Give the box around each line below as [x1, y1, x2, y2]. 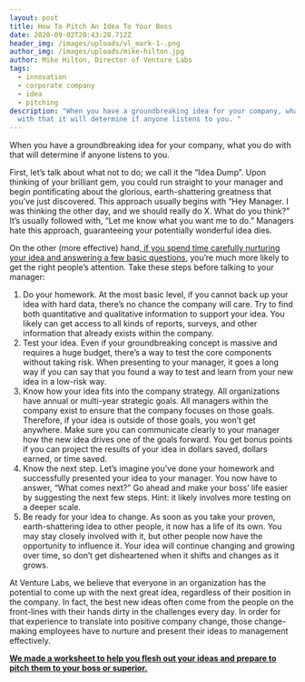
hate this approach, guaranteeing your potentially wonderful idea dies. [9, 225, 272, 236]
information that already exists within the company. [22, 328, 214, 339]
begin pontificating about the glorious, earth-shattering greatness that [9, 186, 272, 197]
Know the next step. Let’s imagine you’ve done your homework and [22, 463, 275, 474]
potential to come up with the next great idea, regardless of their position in [9, 587, 291, 598]
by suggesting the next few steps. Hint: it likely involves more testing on [22, 492, 291, 503]
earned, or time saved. [22, 454, 107, 465]
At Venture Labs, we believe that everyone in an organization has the [9, 577, 266, 588]
